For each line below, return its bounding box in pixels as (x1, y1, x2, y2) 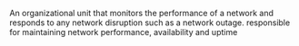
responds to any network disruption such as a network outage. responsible (9, 17, 291, 28)
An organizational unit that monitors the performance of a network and (9, 8, 274, 18)
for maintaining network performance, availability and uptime (9, 27, 238, 37)
